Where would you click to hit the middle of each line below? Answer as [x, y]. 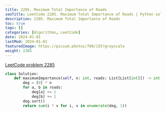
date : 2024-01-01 [23, 37]
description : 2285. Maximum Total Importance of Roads [63, 19]
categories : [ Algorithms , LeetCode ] [43, 32]
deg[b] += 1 [44, 96]
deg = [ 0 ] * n [37, 83]
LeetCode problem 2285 [30, 65]
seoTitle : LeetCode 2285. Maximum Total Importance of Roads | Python [79, 14]
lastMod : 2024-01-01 [26, 42]
